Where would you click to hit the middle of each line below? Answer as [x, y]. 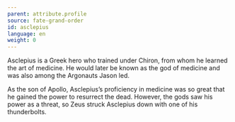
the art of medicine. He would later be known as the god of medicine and [114, 68]
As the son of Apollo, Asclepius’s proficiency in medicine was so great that [116, 89]
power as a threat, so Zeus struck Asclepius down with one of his [103, 104]
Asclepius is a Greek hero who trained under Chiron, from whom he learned [117, 60]
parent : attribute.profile [47, 14]
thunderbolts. [27, 112]
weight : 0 [22, 40]
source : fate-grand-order [45, 21]
